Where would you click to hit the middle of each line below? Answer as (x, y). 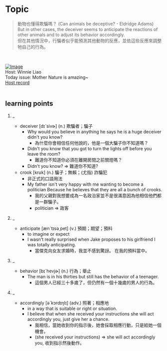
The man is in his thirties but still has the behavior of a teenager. (93, 276)
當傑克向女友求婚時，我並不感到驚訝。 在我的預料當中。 (92, 250)
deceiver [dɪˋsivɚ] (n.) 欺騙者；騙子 (56, 126)
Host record (17, 82)
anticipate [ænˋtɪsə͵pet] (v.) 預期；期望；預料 (66, 228)
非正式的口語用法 (45, 178)
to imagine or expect (48, 234)
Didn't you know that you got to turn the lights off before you (89, 148)
